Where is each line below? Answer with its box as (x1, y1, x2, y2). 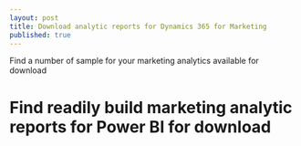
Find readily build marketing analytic (9, 97, 293, 118)
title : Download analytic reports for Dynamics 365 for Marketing (9, 22, 267, 31)
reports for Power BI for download (9, 116, 272, 137)
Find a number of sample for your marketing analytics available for (9, 56, 260, 67)
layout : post (9, 13, 59, 23)
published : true (9, 30, 71, 39)
